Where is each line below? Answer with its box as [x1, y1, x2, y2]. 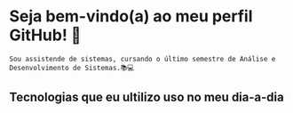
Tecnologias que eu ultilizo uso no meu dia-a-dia [9, 90, 284, 105]
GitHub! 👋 [9, 25, 82, 45]
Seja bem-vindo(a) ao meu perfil [9, 6, 253, 27]
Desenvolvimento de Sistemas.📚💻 [9, 63, 135, 72]
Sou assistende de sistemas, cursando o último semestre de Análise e [9, 54, 276, 63]
